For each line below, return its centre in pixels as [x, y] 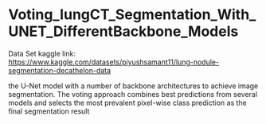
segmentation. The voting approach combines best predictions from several [133, 94]
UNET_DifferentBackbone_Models [123, 31]
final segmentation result [49, 111]
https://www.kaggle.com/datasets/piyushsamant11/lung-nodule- [114, 62]
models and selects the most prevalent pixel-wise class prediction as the [127, 103]
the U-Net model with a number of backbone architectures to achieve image [133, 86]
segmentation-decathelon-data [60, 70]
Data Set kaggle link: [42, 53]
